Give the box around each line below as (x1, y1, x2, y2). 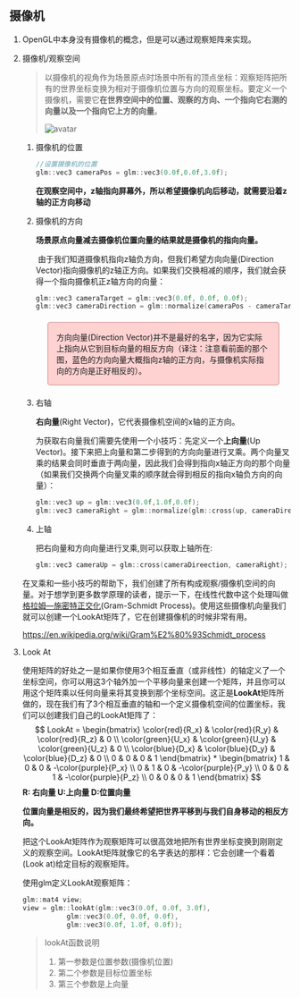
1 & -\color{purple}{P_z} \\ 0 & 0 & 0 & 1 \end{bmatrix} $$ (52, 772, 262, 782)
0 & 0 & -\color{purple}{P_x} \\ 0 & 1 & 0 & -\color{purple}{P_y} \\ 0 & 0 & (24, 762, 289, 773)
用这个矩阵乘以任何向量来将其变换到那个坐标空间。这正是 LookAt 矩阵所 (21, 687, 285, 698)
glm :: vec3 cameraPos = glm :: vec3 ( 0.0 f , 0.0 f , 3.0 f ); (35, 168, 229, 177)
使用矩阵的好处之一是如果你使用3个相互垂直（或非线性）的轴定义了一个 (21, 664, 286, 675)
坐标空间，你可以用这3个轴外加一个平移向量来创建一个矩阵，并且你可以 (21, 676, 286, 687)
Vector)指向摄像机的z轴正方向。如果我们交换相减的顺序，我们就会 (35, 265, 279, 275)
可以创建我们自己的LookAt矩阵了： (29, 709, 159, 720)
